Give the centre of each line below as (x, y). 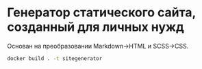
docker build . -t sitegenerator (55, 58)
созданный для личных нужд (96, 27)
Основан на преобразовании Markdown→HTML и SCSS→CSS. (98, 46)
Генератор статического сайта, (102, 13)
